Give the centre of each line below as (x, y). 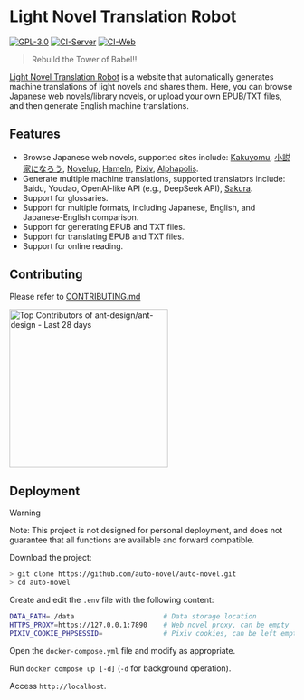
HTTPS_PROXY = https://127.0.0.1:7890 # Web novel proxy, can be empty (149, 625)
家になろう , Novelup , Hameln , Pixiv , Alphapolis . (110, 168)
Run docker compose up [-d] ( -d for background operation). (120, 668)
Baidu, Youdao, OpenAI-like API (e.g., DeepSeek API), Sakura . (138, 188)
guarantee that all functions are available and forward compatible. (132, 540)
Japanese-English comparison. (81, 217)
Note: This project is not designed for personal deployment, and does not (146, 531)
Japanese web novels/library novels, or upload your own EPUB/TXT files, (146, 96)
